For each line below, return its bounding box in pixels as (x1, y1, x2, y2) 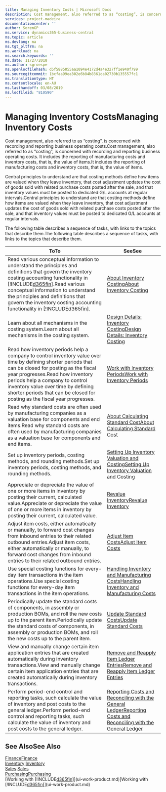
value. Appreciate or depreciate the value (7, 500, 102, 507)
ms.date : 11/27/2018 (5, 58, 48, 63)
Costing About (107, 281, 139, 288)
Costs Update (107, 617, 137, 624)
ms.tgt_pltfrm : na (5, 44, 43, 49)
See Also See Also (5, 742, 61, 750)
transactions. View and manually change (7, 662, 100, 668)
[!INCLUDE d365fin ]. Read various (7, 281, 85, 288)
